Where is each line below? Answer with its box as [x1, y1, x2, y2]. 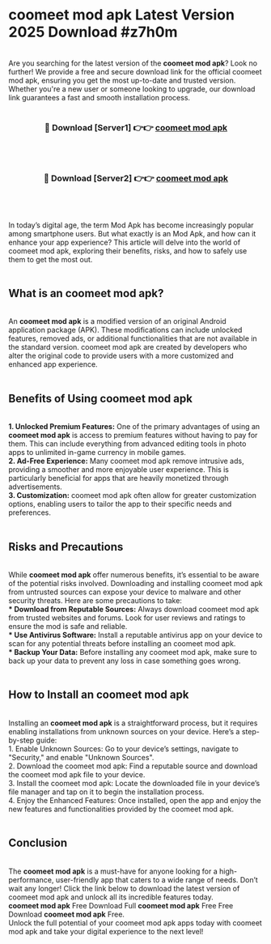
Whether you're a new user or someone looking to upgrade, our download [8, 83, 256, 94]
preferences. [8, 508, 51, 517]
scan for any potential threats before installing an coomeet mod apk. [8, 638, 236, 648]
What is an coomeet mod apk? [8, 286, 164, 300]
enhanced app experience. [8, 359, 99, 369]
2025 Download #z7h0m [8, 23, 178, 41]
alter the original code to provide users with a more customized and [8, 351, 235, 361]
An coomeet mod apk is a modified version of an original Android [8, 317, 227, 326]
